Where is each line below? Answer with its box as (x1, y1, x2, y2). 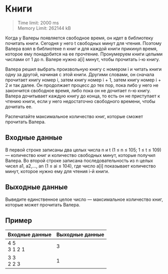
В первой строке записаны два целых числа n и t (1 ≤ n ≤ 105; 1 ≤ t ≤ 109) (5, 147, 162, 153)
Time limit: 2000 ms (17, 20, 59, 26)
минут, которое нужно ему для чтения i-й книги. (5, 168, 110, 174)
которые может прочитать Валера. (5, 201, 80, 207)
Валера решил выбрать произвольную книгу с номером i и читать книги (5, 66, 162, 72)
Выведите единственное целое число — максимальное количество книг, (5, 196, 163, 202)
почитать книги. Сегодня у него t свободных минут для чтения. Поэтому (5, 40, 162, 46)
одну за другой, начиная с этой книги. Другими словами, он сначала (5, 71, 154, 77)
